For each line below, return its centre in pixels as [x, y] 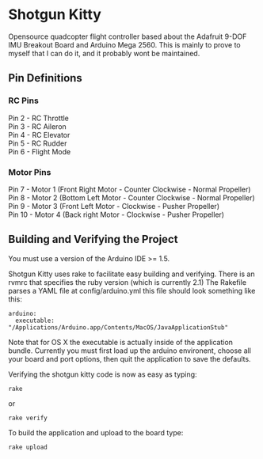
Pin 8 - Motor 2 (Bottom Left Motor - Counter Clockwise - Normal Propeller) [131, 197]
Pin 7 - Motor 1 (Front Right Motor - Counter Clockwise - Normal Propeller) [130, 189]
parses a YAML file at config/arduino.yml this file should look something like [132, 290]
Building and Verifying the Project [93, 239]
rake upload [28, 447]
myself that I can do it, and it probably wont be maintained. [104, 53]
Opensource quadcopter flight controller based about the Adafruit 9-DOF [128, 36]
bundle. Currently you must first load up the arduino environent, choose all [130, 351]
